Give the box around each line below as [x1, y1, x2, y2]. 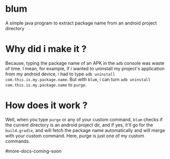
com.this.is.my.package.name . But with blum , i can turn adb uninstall [5, 76, 151, 82]
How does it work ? [5, 100, 88, 111]
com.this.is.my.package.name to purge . [5, 82, 87, 88]
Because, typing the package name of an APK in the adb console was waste [5, 60, 165, 66]
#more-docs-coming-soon [5, 148, 62, 154]
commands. [5, 138, 31, 144]
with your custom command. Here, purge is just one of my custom [5, 132, 144, 139]
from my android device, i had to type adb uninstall [5, 71, 115, 77]
